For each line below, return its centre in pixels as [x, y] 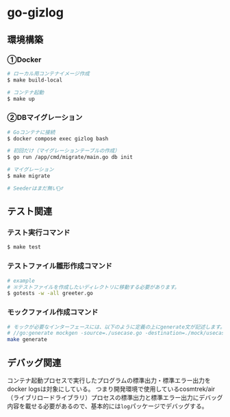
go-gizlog [35, 13]
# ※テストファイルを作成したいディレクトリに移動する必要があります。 [93, 287]
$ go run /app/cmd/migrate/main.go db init [70, 157]
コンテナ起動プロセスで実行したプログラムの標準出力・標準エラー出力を [109, 381]
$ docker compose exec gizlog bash [58, 138]
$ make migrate [29, 176]
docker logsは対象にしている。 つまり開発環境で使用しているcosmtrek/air [111, 389]
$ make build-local [35, 80]
